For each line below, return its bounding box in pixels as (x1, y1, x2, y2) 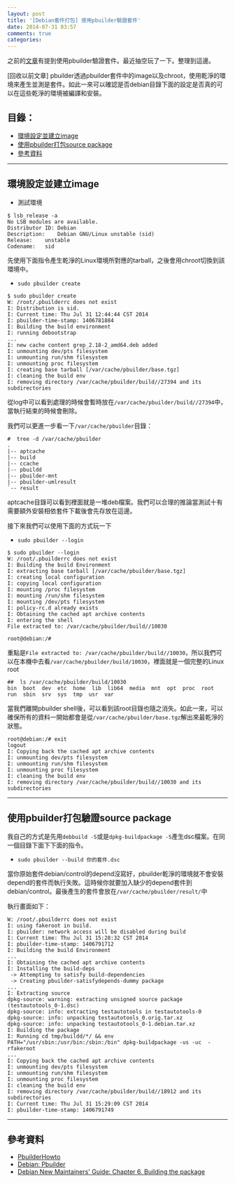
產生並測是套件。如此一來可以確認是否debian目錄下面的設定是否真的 (19, 80, 217, 88)
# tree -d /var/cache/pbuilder (7, 435, 101, 442)
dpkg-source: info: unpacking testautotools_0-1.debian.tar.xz (7, 1020, 196, 1027)
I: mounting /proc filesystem (7, 586, 96, 593)
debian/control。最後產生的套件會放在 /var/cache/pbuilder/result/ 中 (7, 887, 208, 895)
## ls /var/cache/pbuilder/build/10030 (7, 678, 127, 685)
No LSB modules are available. (7, 218, 99, 225)
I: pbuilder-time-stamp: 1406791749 (7, 1106, 114, 1113)
